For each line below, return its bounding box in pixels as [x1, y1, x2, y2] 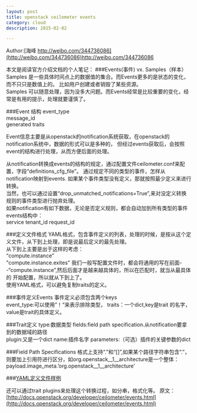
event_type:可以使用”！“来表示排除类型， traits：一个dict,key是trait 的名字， [6, 301, 191, 309]
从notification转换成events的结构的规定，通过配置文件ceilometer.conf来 [6, 160, 181, 168]
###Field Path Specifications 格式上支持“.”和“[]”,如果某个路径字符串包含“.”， [6, 349, 190, 356]
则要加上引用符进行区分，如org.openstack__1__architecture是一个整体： [6, 356, 179, 363]
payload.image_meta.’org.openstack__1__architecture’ [6, 362, 135, 369]
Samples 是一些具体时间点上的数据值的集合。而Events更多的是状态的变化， [6, 73, 189, 80]
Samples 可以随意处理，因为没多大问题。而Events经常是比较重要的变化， [6, 88, 184, 95]
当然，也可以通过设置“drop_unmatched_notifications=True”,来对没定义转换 [6, 190, 187, 197]
